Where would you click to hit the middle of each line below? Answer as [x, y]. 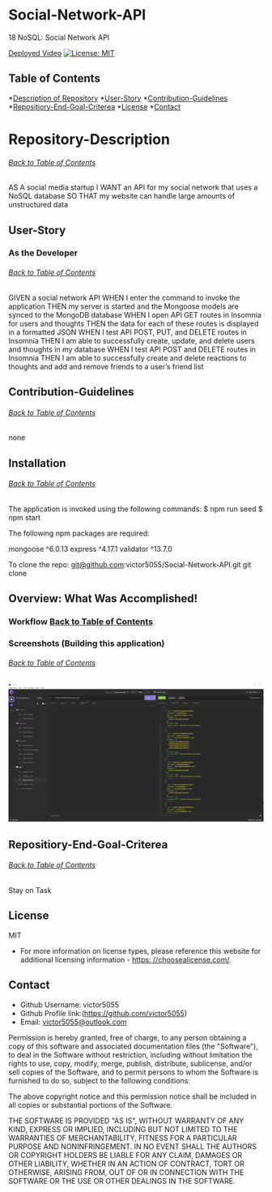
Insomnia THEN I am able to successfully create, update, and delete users [132, 340]
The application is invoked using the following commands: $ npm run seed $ [136, 509]
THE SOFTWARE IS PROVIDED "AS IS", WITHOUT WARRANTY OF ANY [126, 1121]
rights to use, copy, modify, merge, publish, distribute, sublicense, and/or [130, 1063]
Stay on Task [30, 891]
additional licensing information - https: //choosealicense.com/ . [126, 959]
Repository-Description [89, 139]
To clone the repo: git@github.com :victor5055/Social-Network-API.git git [130, 564]
